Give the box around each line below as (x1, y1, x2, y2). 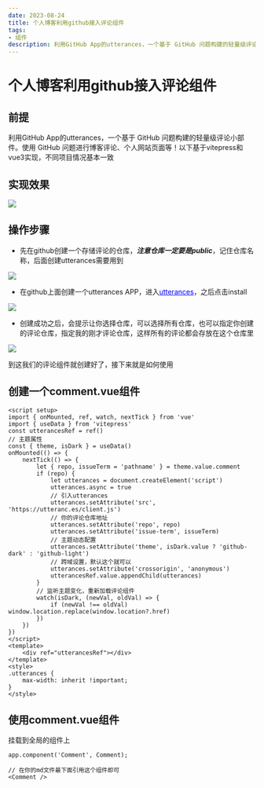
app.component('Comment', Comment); (8, 751, 128, 759)
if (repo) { (36, 469, 76, 478)
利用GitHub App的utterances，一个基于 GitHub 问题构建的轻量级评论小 (8, 133, 238, 142)
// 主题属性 (8, 435, 43, 443)
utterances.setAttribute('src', (49, 498, 156, 507)
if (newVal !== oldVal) (49, 600, 128, 609)
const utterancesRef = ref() (8, 427, 104, 434)
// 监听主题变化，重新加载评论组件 (36, 587, 135, 595)
